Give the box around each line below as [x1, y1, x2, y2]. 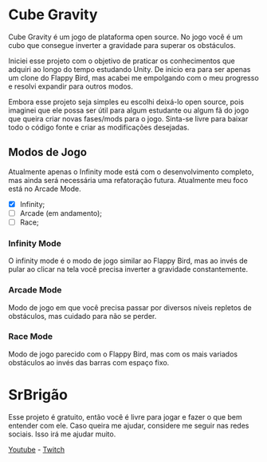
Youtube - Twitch [8, 444, 65, 454]
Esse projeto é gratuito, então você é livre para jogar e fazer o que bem [8, 412, 242, 421]
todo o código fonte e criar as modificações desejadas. [8, 122, 190, 132]
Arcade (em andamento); [19, 208, 102, 217]
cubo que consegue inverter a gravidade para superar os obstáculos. [8, 40, 236, 50]
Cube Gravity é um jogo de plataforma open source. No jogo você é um [8, 32, 243, 42]
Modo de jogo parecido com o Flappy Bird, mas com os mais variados [8, 349, 238, 359]
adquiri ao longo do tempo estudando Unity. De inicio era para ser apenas [8, 64, 251, 74]
